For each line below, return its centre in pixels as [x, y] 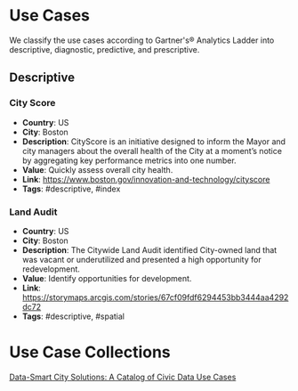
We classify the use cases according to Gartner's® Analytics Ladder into [142, 40]
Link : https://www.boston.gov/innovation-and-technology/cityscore [146, 179]
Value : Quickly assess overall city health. [97, 169]
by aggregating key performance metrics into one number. [129, 160]
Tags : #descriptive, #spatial [73, 316]
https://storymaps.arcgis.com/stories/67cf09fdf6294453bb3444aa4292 [155, 297]
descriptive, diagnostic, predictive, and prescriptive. [105, 49]
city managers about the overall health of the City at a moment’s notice [152, 151]
